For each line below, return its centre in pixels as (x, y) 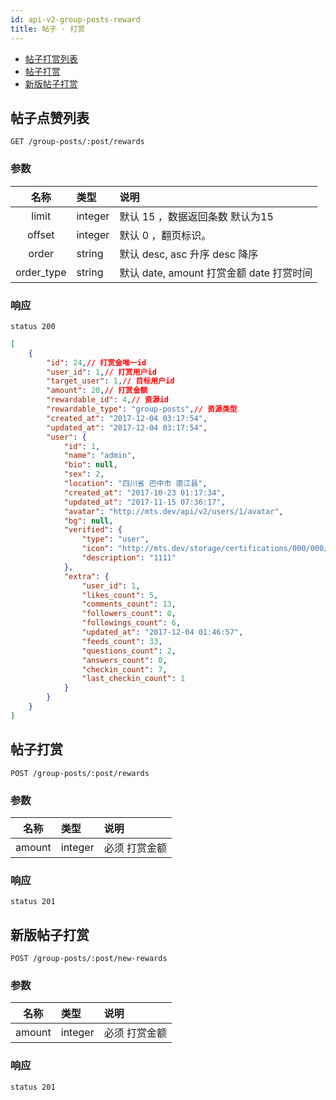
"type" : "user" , (115, 539)
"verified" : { (93, 530)
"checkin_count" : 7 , (124, 669)
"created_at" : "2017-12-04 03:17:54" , (127, 418)
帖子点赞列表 (50, 117)
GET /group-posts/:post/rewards (77, 142)
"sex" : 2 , (84, 474)
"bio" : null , (90, 465)
